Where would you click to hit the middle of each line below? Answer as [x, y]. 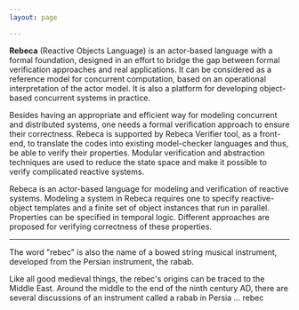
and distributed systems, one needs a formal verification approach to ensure [149, 124]
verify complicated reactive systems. [77, 171]
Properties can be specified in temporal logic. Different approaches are [139, 217]
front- [270, 133]
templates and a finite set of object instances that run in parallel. [152, 207]
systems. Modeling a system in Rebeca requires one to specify [124, 198]
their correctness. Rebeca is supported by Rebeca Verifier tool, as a [133, 133]
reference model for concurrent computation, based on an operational [138, 79]
